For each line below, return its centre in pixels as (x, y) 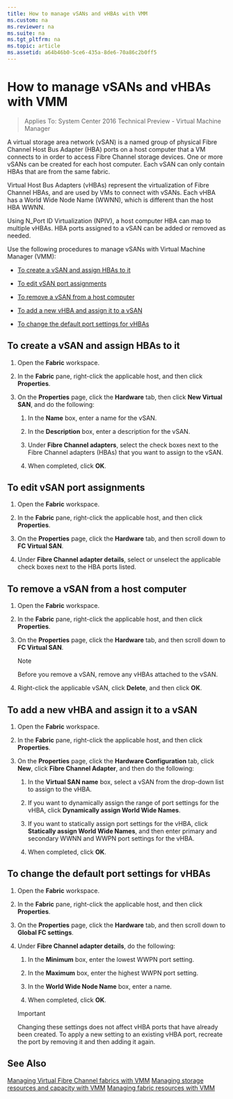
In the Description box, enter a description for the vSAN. (109, 431)
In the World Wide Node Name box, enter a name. (100, 986)
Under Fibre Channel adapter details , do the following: (96, 946)
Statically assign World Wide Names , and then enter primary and (122, 831)
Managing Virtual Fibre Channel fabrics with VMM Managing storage (105, 1080)
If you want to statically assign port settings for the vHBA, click (118, 824)
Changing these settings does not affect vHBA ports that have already (118, 1027)
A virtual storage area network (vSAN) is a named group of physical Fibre (112, 142)
